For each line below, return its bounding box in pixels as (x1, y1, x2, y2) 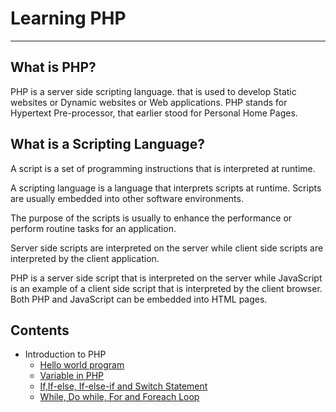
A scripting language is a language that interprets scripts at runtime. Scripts (10, 182, 322, 194)
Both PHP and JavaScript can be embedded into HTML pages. (10, 293, 268, 305)
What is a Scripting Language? (10, 136, 205, 153)
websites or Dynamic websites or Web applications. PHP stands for (10, 96, 288, 108)
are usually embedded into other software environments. (10, 192, 244, 204)
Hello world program (39, 359, 125, 371)
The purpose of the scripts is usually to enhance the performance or (10, 212, 293, 224)
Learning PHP (10, 7, 127, 30)
